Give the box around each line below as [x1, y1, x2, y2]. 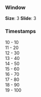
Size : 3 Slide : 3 [5, 15, 37, 21]
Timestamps [5, 28, 36, 35]
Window [5, 4, 26, 11]
